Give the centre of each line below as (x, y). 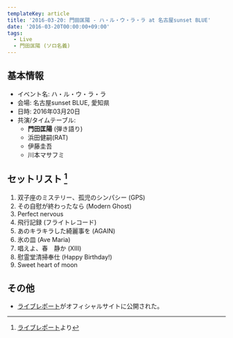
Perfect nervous (40, 214)
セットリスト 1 (37, 178)
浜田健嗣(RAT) (48, 137)
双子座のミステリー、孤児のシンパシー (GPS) (81, 197)
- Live (23, 40)
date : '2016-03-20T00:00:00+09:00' (59, 26)
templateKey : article (38, 14)
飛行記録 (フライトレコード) (57, 222)
